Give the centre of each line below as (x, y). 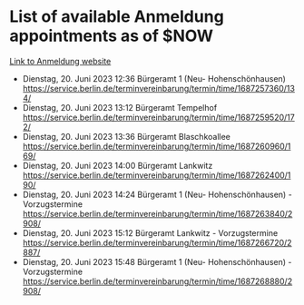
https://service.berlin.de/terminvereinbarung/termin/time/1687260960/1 (157, 146)
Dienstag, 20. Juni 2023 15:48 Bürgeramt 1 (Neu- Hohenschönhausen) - (157, 261)
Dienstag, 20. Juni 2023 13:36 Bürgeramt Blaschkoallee (127, 136)
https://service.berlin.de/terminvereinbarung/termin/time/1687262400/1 (157, 175)
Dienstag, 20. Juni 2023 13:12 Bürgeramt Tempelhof (120, 107)
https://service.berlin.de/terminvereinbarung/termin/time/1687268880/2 (157, 281)
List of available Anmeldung (117, 17)
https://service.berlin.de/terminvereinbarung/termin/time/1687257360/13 (158, 88)
